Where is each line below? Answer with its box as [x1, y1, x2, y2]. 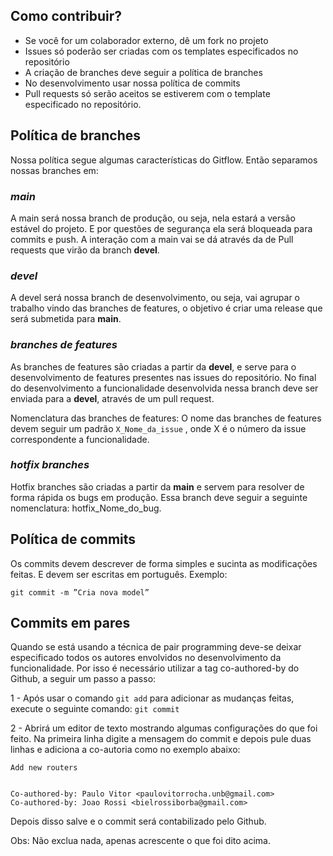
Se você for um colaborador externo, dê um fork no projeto [24, 34, 269, 46]
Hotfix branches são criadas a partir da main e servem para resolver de [10, 480, 305, 493]
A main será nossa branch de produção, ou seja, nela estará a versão [10, 212, 296, 224]
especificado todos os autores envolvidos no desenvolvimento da [10, 652, 282, 664]
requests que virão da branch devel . [10, 244, 160, 256]
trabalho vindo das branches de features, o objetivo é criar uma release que [10, 302, 323, 314]
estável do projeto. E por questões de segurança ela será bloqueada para [10, 222, 313, 234]
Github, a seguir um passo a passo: [10, 673, 157, 685]
